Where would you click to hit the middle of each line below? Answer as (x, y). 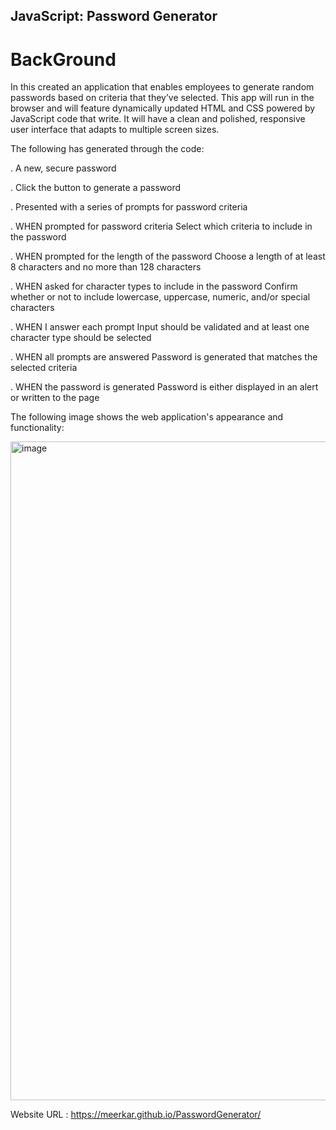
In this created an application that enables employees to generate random (162, 87)
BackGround (63, 59)
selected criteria (44, 368)
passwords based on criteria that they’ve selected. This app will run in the (162, 98)
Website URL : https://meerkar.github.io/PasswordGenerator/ (136, 1115)
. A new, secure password (63, 168)
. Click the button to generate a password (96, 188)
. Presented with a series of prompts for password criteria (129, 207)
